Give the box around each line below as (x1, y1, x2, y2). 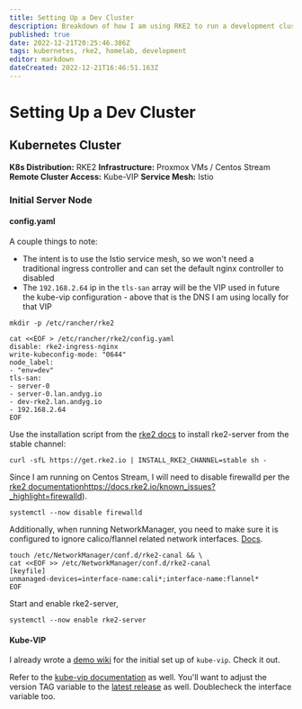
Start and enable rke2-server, (9, 598, 119, 608)
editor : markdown (9, 55, 75, 64)
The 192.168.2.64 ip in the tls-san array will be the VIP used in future (22, 283, 280, 292)
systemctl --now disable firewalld (9, 508, 143, 517)
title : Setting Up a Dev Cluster (9, 13, 135, 22)
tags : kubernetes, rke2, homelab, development (9, 47, 187, 56)
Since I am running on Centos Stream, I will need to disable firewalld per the (9, 471, 290, 482)
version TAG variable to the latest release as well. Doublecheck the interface (9, 681, 292, 693)
